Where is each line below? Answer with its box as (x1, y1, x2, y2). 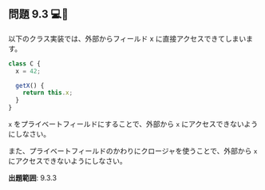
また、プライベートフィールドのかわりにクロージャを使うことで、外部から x (8, 146, 258, 156)
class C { (8, 59, 42, 68)
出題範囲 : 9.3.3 (8, 173, 57, 183)
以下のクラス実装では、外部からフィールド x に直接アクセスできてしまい (8, 34, 247, 43)
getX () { (15, 81, 45, 89)
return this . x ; (22, 89, 73, 97)
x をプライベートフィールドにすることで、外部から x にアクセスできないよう (8, 119, 259, 129)
